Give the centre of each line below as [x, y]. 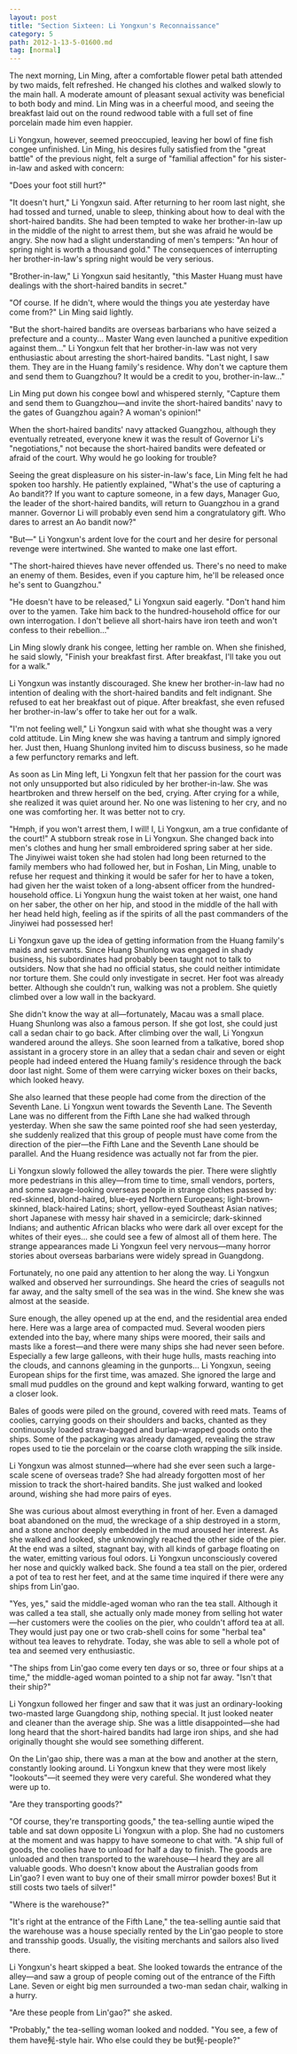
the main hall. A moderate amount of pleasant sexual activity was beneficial [147, 95]
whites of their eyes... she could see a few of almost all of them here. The [143, 1237]
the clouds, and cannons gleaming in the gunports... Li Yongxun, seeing [140, 1365]
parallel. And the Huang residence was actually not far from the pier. [134, 1154]
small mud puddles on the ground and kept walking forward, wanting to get [146, 1385]
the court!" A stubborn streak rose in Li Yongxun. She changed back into [142, 839]
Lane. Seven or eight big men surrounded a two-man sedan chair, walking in [148, 1986]
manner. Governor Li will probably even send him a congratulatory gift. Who [148, 513]
